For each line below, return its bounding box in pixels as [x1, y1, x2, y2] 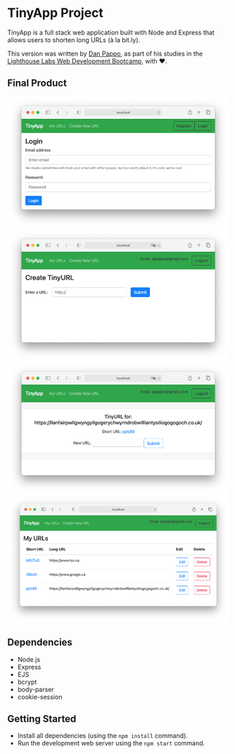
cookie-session [17, 692, 63, 701]
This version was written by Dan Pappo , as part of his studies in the [7, 49, 203, 58]
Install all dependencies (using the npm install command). [17, 731, 189, 740]
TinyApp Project [7, 5, 104, 21]
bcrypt [17, 677, 37, 686]
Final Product [7, 77, 67, 89]
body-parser [17, 685, 54, 693]
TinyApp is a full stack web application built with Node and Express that [7, 28, 215, 37]
